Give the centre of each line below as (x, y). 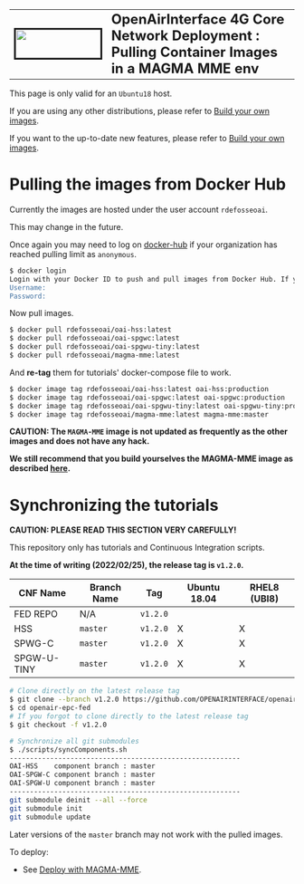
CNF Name (42, 593)
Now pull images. (42, 313)
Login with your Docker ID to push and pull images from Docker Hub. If (149, 279)
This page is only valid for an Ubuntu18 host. (91, 93)
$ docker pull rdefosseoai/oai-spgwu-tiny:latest (105, 347)
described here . (40, 468)
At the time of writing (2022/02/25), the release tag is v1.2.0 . (127, 565)
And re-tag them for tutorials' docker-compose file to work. (121, 372)
